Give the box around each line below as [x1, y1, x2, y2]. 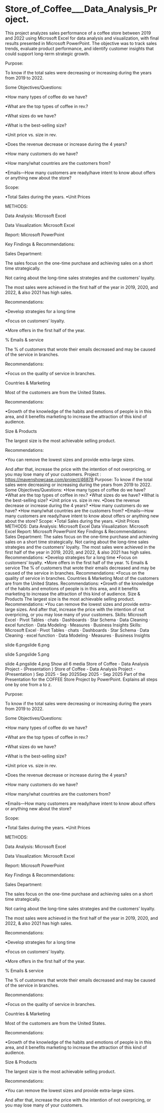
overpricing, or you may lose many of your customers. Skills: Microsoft [5, 611, 147, 617]
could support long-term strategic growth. [5, 50, 90, 57]
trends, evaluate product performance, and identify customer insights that [5, 45, 154, 51]
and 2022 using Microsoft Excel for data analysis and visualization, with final [5, 35, 159, 41]
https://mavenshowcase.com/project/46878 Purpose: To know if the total [5, 476, 153, 482]
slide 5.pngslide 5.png [5, 651, 50, 657]
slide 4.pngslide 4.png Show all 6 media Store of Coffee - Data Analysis [5, 661, 149, 667]
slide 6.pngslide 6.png [5, 642, 50, 647]
